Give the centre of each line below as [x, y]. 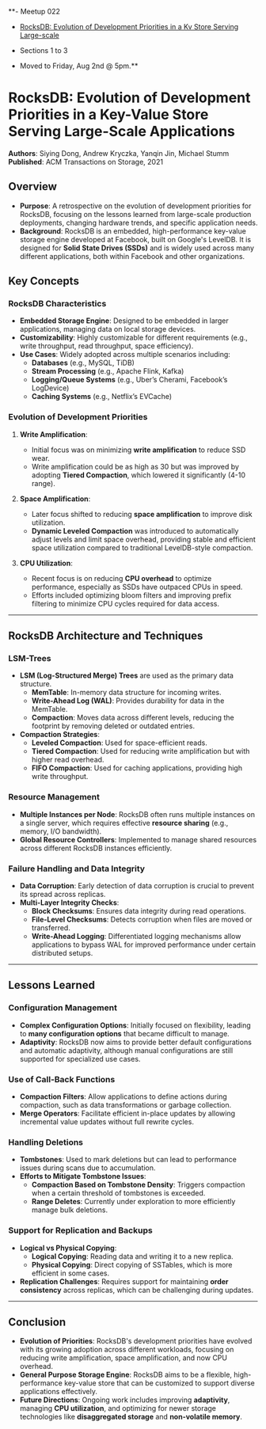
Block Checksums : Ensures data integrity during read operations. [139, 911]
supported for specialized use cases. [80, 1058]
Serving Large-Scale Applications [122, 132]
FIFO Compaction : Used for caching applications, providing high [137, 768]
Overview [33, 186]
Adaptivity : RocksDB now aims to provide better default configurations [135, 1042]
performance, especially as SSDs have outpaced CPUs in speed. [137, 587]
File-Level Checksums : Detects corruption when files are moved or [142, 920]
